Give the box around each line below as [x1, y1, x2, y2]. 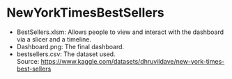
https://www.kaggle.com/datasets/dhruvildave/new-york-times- [40, 57, 225, 65]
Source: [16, 57, 40, 65]
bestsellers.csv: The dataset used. [16, 50, 116, 58]
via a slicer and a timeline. [16, 35, 92, 43]
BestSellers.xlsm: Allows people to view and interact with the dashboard [16, 28, 224, 36]
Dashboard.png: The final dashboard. [16, 42, 125, 51]
